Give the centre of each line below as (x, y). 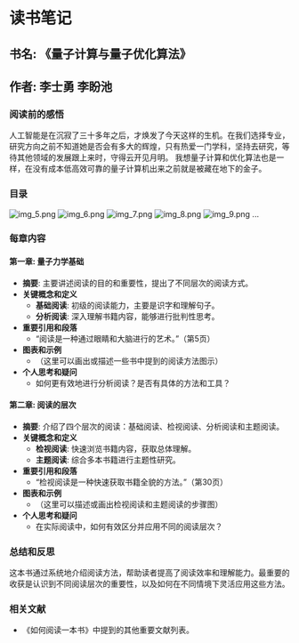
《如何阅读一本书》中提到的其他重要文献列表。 (108, 630)
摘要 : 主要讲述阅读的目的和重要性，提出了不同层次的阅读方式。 (137, 283)
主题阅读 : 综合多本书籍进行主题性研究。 (108, 460)
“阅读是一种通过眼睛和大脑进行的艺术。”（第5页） (125, 338)
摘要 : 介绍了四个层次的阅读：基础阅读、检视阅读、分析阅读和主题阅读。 (153, 426)
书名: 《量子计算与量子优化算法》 (100, 54)
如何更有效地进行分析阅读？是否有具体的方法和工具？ (133, 382)
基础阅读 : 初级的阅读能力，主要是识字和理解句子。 (127, 305)
